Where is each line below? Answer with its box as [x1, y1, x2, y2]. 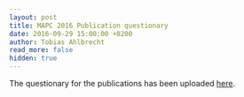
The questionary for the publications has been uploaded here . [9, 78, 236, 88]
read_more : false [9, 46, 74, 55]
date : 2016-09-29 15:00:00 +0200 [9, 29, 133, 38]
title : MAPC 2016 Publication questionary [9, 21, 169, 30]
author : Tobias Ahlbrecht [9, 37, 105, 47]
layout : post [9, 12, 58, 22]
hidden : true [9, 54, 58, 63]
